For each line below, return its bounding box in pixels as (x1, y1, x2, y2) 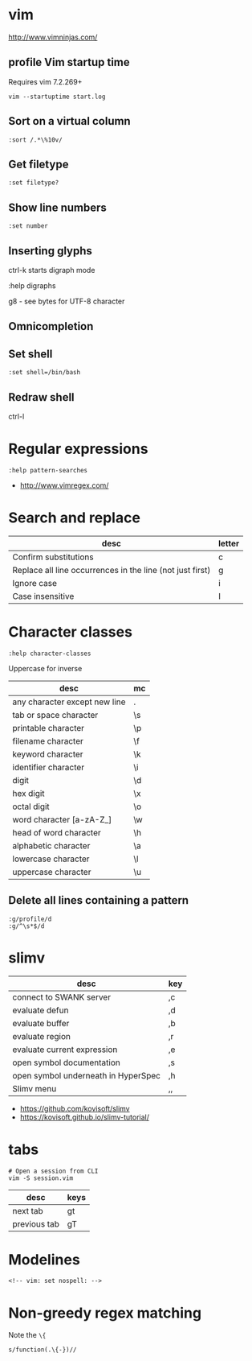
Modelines (8, 1250, 80, 1268)
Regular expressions (8, 440, 148, 458)
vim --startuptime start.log (8, 93, 106, 101)
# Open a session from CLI (8, 1167, 99, 1175)
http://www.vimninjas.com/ (8, 32, 98, 42)
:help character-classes (8, 650, 91, 658)
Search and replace (8, 509, 140, 527)
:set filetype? (8, 179, 59, 187)
